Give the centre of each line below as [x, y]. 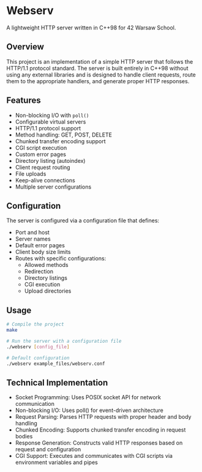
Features [24, 101]
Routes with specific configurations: [61, 258]
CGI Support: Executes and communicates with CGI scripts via [94, 456]
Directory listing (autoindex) [50, 160]
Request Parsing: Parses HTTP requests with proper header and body [103, 417]
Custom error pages [40, 154]
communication [35, 404]
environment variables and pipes [56, 462]
